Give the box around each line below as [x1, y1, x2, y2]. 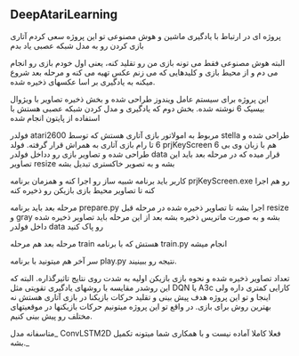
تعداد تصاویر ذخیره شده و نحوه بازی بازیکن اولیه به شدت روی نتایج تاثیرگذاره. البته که [10, 272, 290, 283]
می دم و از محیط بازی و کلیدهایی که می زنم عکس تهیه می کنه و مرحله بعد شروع [10, 67, 279, 77]
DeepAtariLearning [10, 7, 118, 22]
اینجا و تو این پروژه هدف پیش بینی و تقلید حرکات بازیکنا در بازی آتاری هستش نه [10, 291, 271, 302]
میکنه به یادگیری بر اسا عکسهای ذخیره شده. [10, 76, 156, 87]
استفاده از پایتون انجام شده [10, 112, 101, 123]
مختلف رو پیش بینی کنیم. [10, 311, 93, 321]
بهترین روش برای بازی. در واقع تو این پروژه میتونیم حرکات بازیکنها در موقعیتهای [10, 301, 271, 311]
